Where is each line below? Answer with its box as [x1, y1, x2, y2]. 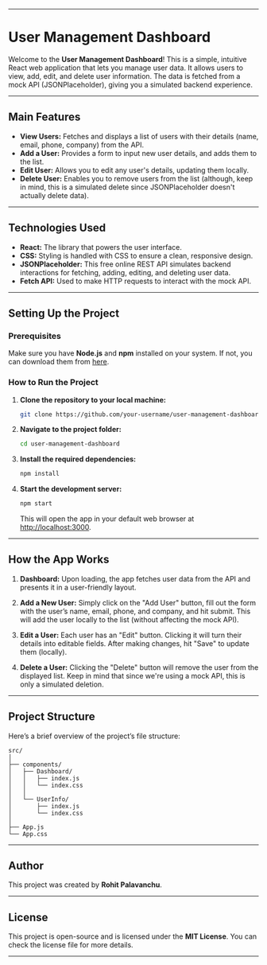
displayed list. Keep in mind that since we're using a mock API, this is [19, 671, 246, 680]
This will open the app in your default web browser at [19, 514, 195, 523]
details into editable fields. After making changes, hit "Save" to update [19, 638, 250, 648]
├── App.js [8, 823, 44, 831]
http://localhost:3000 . [19, 523, 91, 532]
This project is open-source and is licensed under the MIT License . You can [8, 932, 257, 941]
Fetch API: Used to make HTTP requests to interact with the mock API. [19, 276, 252, 286]
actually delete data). [19, 190, 89, 200]
